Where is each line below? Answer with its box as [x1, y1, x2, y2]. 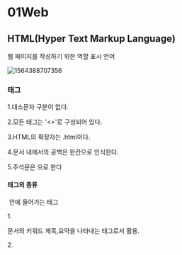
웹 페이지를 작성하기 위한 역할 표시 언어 [7, 52, 115, 60]
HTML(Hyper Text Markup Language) [7, 33, 176, 45]
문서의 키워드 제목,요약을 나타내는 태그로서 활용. [7, 226, 140, 234]
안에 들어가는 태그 [8, 198, 59, 206]
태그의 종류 [7, 180, 38, 188]
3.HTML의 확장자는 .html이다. [7, 132, 91, 142]
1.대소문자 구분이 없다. [7, 103, 69, 111]
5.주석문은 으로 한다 [7, 163, 62, 171]
